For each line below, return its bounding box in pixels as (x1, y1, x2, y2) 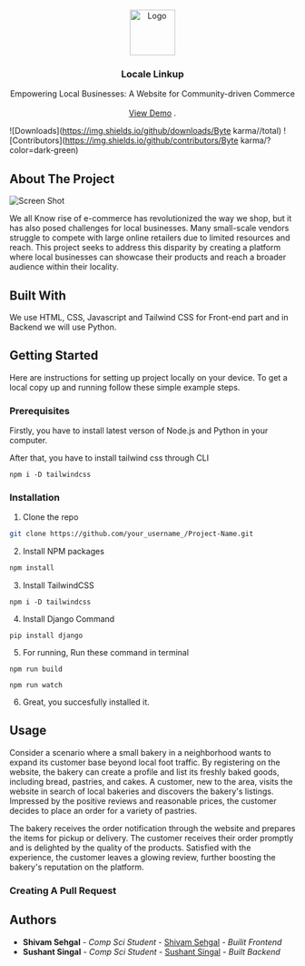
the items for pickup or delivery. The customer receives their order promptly (9, 832, 294, 843)
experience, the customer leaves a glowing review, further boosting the (9, 851, 276, 862)
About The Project (9, 171, 115, 187)
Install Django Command (22, 614, 115, 625)
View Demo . (128, 107, 177, 118)
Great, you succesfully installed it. (22, 697, 150, 707)
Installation (9, 491, 61, 503)
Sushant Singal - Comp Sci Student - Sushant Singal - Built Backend (22, 946, 281, 957)
